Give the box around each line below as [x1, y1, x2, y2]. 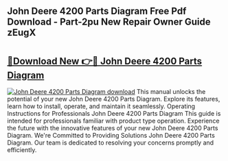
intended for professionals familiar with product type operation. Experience [7, 116, 220, 125]
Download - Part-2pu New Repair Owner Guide [7, 16, 211, 28]
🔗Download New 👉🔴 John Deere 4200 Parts [7, 55, 203, 67]
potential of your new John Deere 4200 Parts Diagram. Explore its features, [7, 95, 220, 103]
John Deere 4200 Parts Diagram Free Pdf [7, 5, 187, 17]
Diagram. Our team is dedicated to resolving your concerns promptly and [7, 138, 214, 147]
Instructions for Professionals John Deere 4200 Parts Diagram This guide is [7, 110, 221, 117]
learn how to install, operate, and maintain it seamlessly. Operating [7, 102, 196, 110]
